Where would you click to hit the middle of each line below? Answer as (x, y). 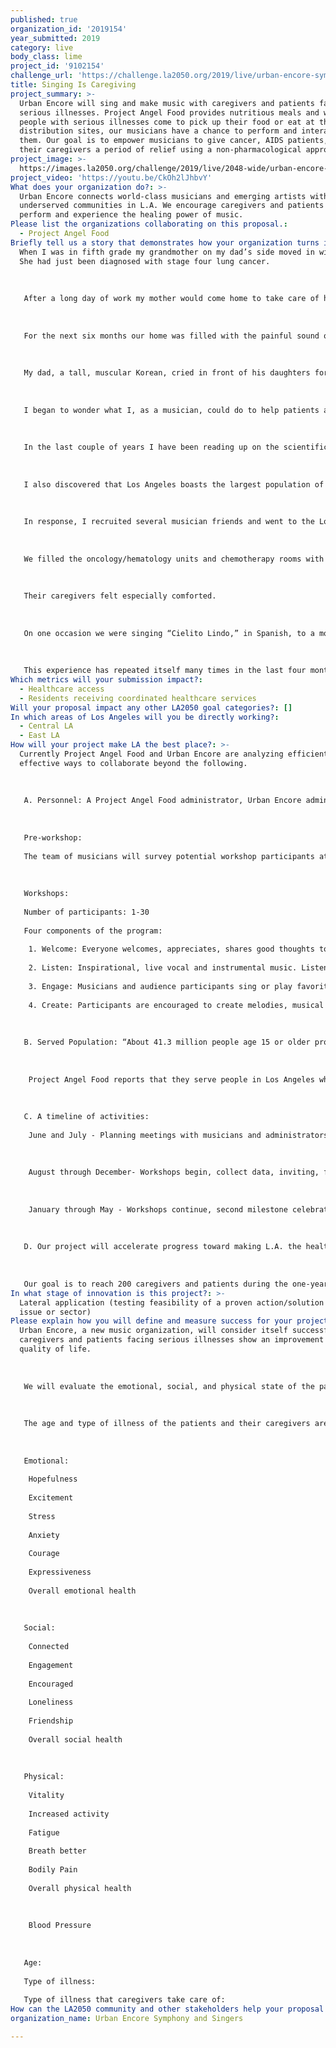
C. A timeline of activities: (86, 1117)
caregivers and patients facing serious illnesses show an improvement (172, 1340)
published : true (44, 19)
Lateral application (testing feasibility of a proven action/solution (172, 1302)
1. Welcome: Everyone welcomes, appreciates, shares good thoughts (171, 949)
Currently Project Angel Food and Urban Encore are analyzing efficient (174, 754)
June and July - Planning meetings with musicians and (145, 1135)
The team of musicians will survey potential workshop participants (169, 856)
